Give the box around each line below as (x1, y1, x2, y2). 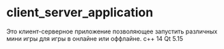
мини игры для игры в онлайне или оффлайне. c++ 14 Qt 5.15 (6, 34, 184, 42)
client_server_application (6, 5, 154, 20)
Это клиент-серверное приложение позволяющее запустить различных (6, 27, 218, 35)
